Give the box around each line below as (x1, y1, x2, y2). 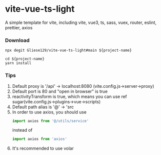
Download (5, 37, 30, 43)
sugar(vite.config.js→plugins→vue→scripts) (12, 98, 101, 104)
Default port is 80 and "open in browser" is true (12, 88, 108, 94)
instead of (12, 127, 33, 133)
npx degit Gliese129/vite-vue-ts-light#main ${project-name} (5, 48, 132, 53)
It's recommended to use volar (12, 145, 74, 152)
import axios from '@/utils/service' (12, 118, 89, 123)
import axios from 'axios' (12, 136, 67, 142)
